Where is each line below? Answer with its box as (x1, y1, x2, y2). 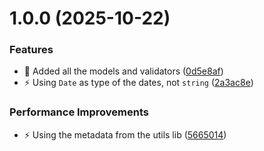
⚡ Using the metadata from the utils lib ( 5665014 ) (23, 128, 227, 141)
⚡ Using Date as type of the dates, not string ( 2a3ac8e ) (23, 77, 254, 89)
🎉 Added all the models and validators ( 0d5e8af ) (23, 65, 224, 77)
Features (9, 43, 54, 57)
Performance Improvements (9, 105, 150, 119)
